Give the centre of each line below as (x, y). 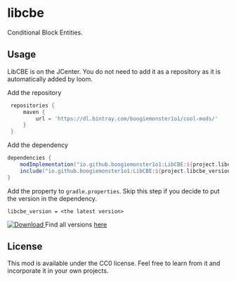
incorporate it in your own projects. (58, 271)
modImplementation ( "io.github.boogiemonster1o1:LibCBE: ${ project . (119, 165)
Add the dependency (38, 145)
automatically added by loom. (50, 79)
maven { (34, 112)
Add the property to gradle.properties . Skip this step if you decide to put (113, 191)
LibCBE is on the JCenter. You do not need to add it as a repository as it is (114, 71)
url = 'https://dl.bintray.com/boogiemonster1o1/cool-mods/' (127, 118)
